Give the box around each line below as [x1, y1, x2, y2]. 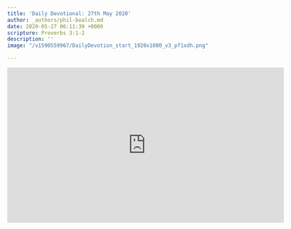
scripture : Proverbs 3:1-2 [7, 29, 85, 37]
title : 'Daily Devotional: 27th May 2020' [7, 10, 131, 17]
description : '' [7, 36, 54, 43]
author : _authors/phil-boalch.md [7, 17, 104, 23]
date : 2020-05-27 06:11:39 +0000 [7, 23, 104, 30]
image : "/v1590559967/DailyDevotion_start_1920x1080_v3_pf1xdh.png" [7, 42, 209, 49]
